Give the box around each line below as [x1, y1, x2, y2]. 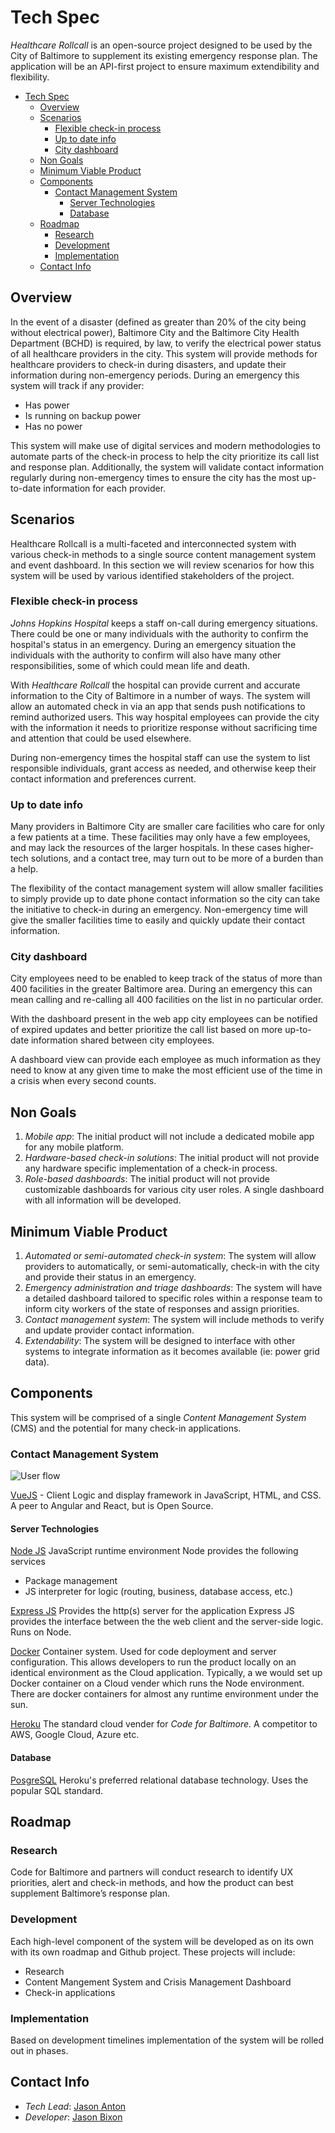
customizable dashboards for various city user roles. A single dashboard [24, 1184, 325, 1196]
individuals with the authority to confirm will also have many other [10, 649, 282, 661]
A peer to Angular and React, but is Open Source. [10, 1500, 214, 1512]
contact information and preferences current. [10, 772, 197, 785]
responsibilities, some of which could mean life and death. [10, 659, 250, 671]
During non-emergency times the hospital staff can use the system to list [10, 751, 311, 763]
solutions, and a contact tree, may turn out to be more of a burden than [30, 852, 324, 865]
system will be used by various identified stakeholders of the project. [10, 569, 295, 581]
